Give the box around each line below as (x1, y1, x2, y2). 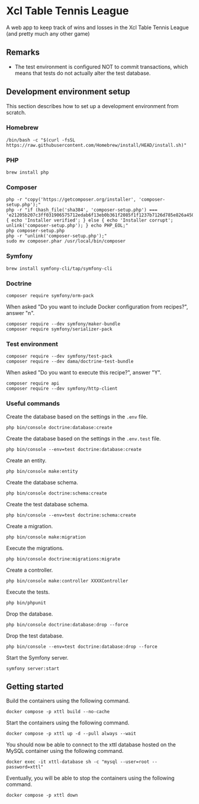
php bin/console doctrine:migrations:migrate (6, 556, 120, 562)
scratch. (6, 109, 27, 116)
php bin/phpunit (6, 600, 46, 606)
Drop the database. (6, 610, 53, 617)
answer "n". (6, 310, 35, 317)
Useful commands (6, 399, 60, 408)
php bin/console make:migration (6, 534, 86, 540)
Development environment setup (6, 87, 130, 97)
